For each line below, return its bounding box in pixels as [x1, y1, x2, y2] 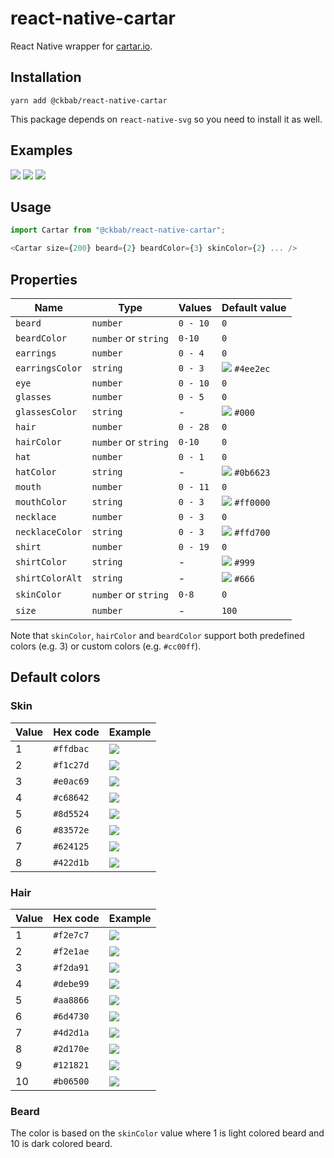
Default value [221, 300, 287, 314]
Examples [10, 142, 73, 159]
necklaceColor [15, 526, 83, 537]
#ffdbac [53, 743, 90, 754]
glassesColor [15, 406, 78, 417]
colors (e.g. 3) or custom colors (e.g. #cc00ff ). [10, 640, 202, 652]
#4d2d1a [53, 1027, 90, 1038]
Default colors [10, 669, 101, 686]
